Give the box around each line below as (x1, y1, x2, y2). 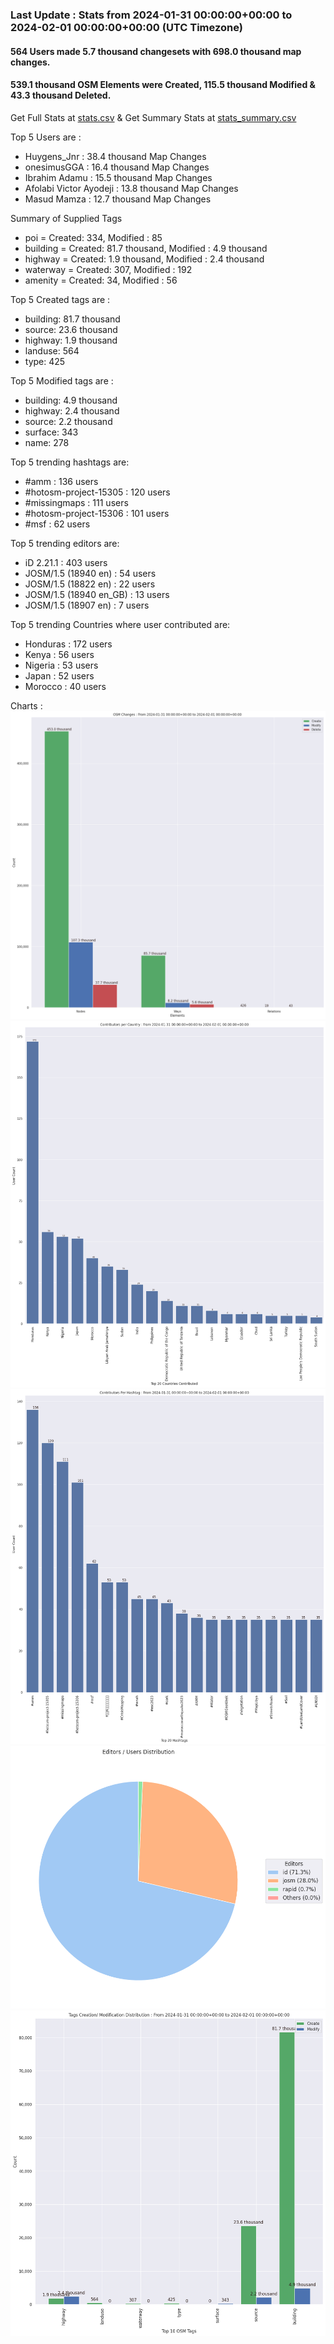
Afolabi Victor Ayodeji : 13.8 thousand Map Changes (24, 182, 239, 194)
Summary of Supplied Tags (10, 212, 123, 224)
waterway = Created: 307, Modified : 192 (24, 263, 193, 275)
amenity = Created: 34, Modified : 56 (24, 274, 178, 286)
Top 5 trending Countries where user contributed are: (10, 618, 231, 630)
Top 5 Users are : (10, 131, 82, 143)
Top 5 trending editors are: (10, 537, 120, 549)
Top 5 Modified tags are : (10, 374, 114, 387)
